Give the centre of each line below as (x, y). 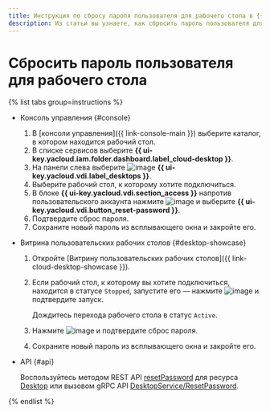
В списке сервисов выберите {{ (87, 150)
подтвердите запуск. (68, 300)
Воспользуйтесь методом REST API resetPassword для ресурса (129, 378)
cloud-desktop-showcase (75, 267)
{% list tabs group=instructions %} (65, 102)
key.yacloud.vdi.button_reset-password (101, 211)
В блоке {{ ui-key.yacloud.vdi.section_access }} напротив (132, 193)
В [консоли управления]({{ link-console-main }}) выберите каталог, (146, 133)
